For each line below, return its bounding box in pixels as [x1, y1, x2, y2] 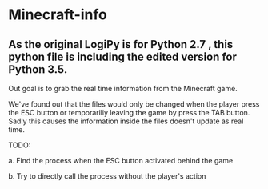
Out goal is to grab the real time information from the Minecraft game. [8, 84, 238, 93]
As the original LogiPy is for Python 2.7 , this [8, 38, 234, 51]
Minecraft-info [8, 6, 108, 24]
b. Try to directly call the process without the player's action [8, 171, 206, 181]
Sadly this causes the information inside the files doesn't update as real [8, 116, 244, 126]
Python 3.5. [8, 62, 68, 76]
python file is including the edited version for [8, 50, 238, 63]
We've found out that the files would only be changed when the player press [8, 99, 260, 109]
